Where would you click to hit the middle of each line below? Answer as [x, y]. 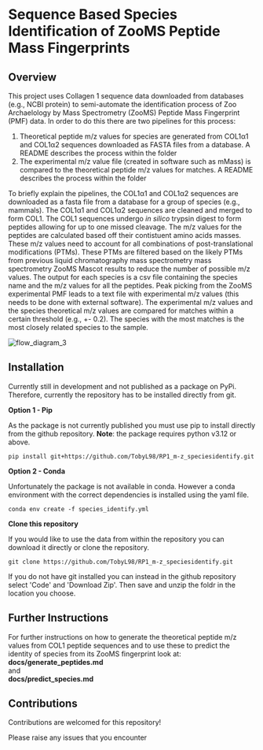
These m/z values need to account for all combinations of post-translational [131, 243]
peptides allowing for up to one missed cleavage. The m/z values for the [125, 227]
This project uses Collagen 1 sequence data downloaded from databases [126, 96]
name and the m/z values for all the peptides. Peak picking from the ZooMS [130, 286]
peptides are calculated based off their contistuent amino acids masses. [125, 235]
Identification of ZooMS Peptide [114, 31]
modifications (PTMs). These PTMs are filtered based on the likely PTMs [126, 252]
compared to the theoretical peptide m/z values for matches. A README [136, 170]
